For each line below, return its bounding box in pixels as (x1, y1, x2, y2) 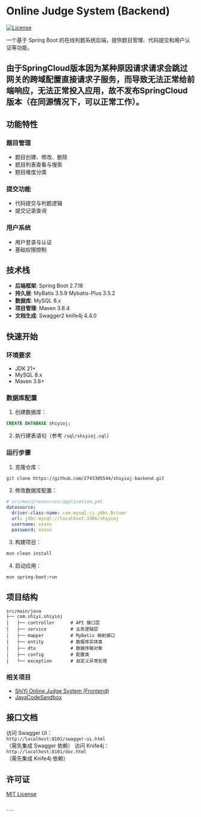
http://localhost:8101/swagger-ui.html (6, 736, 106, 742)
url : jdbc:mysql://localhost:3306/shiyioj (11, 516, 119, 522)
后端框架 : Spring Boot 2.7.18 (14, 282, 84, 289)
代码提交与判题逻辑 (14, 200, 63, 207)
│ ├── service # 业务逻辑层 (6, 626, 99, 632)
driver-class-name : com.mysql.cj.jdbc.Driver (11, 510, 127, 516)
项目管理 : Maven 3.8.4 (14, 305, 70, 312)
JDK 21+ (14, 365, 36, 373)
